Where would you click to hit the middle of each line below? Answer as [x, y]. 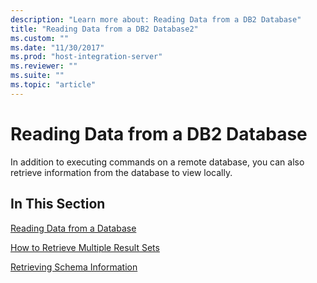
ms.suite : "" [37, 76]
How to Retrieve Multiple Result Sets [85, 247]
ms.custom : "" [40, 38]
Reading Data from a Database [73, 228]
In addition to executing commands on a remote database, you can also [157, 162]
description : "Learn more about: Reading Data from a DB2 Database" [156, 19]
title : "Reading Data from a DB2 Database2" [104, 29]
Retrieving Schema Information [74, 267]
